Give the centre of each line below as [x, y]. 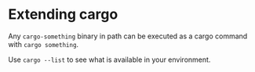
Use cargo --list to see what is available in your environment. [109, 59]
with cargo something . [44, 44]
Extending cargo [63, 14]
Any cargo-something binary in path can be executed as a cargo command [128, 36]
